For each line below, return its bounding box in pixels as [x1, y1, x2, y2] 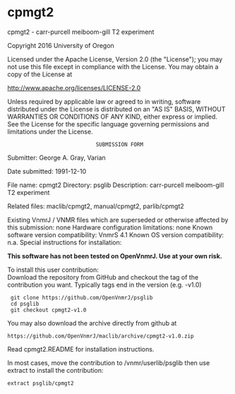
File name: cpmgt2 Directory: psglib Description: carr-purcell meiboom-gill [7, 181, 224, 189]
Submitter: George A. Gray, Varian [7, 153, 106, 162]
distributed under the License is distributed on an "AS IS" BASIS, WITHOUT [7, 105, 226, 113]
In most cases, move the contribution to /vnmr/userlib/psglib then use [7, 358, 210, 367]
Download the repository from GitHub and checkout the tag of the [7, 273, 199, 281]
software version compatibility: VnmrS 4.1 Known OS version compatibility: [7, 230, 224, 239]
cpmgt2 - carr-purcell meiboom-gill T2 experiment [7, 28, 155, 36]
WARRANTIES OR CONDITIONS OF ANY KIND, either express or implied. [7, 112, 217, 121]
